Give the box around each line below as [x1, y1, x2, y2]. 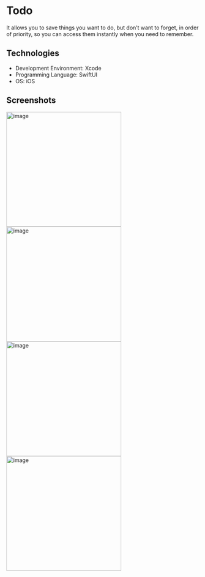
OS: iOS [15, 77, 35, 84]
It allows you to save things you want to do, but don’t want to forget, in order [6, 24, 199, 31]
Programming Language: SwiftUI [15, 71, 98, 78]
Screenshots [6, 95, 56, 106]
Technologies [6, 48, 60, 59]
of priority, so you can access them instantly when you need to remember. [6, 30, 194, 37]
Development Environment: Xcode [15, 64, 102, 72]
